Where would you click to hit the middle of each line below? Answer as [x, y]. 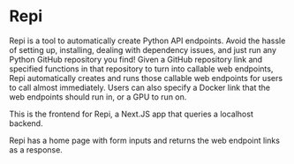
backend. [26, 123]
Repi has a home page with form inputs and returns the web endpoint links [145, 140]
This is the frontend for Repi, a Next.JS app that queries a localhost [131, 114]
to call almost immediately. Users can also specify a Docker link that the [140, 87]
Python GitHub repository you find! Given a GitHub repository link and [136, 59]
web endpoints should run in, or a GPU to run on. [98, 97]
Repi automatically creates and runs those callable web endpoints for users [146, 78]
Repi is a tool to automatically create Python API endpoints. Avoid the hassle [147, 41]
